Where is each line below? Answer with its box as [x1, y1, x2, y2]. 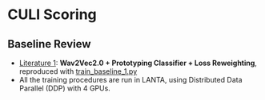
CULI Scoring [7, 6, 97, 24]
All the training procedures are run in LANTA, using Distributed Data [18, 75, 243, 84]
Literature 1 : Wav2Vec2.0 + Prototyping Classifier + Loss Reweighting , [18, 58, 258, 67]
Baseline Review [7, 37, 91, 51]
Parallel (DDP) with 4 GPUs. [18, 83, 111, 93]
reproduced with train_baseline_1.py [18, 67, 138, 76]
